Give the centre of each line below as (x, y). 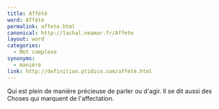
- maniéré (27, 65)
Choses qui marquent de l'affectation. (61, 98)
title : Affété (28, 13)
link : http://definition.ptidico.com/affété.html (80, 71)
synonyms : (21, 59)
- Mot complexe (35, 52)
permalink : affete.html (41, 26)
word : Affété (26, 20)
